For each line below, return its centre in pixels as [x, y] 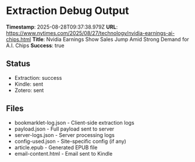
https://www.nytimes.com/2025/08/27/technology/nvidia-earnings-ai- [91, 33]
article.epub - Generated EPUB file [56, 147]
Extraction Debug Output [68, 11]
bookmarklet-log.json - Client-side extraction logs [75, 122]
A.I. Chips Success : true [35, 45]
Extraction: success [38, 78]
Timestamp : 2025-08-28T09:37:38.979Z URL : [62, 27]
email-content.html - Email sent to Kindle [63, 153]
